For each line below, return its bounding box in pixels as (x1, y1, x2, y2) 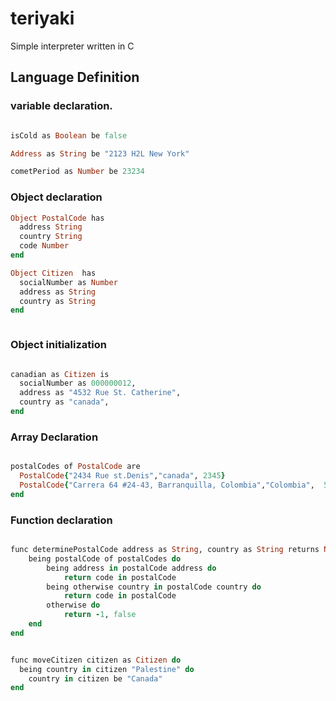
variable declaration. (10, 99, 113, 113)
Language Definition (10, 69, 140, 86)
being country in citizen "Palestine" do (19, 664, 195, 674)
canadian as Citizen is (10, 369, 110, 379)
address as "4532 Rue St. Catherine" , (19, 388, 182, 398)
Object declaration (10, 190, 103, 204)
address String (19, 222, 83, 232)
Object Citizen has (10, 268, 97, 278)
